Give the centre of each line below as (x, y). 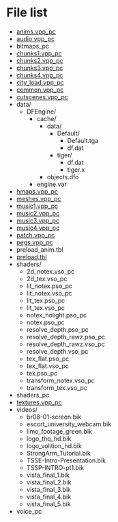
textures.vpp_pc (39, 402)
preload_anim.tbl (40, 249)
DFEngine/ (41, 112)
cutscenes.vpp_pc (42, 96)
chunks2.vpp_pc (40, 60)
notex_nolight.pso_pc (56, 315)
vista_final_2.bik (49, 482)
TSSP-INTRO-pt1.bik (55, 467)
